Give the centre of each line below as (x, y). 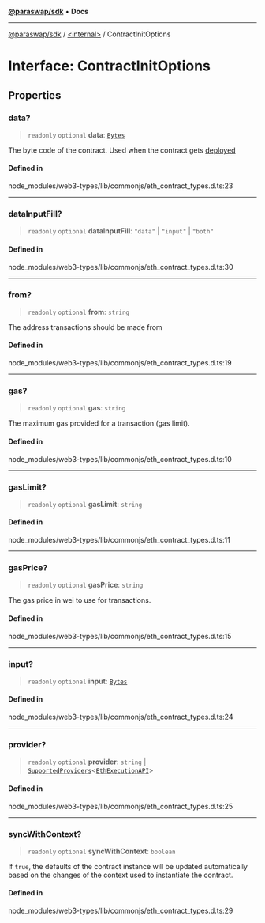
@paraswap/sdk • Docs (49, 11)
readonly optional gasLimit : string (85, 504)
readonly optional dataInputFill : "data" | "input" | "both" (121, 231)
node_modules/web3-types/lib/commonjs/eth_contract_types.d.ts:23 (121, 186)
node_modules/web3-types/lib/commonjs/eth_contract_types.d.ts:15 (120, 636)
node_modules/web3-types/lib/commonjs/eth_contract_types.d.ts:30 (121, 267)
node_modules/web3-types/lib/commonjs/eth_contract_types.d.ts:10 (120, 459)
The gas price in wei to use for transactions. (80, 600)
